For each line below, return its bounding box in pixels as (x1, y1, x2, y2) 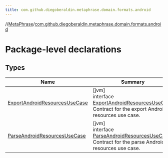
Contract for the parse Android (92, 138, 165, 145)
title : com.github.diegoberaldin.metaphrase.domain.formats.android (5, 7, 151, 12)
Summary (120, 78, 145, 85)
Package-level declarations (5, 43, 121, 55)
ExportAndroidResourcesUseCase (7, 99, 88, 106)
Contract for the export (92, 105, 147, 112)
